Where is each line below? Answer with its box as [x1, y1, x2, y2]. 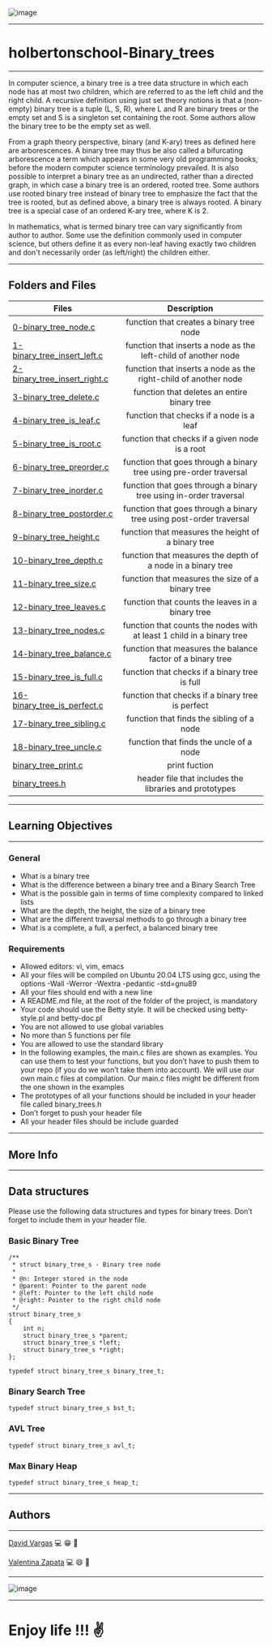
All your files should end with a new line [19, 987, 153, 997]
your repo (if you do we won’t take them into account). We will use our [19, 1065, 255, 1075]
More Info [8, 1148, 58, 1162]
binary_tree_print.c [12, 759, 83, 771]
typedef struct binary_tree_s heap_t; [8, 1478, 139, 1486]
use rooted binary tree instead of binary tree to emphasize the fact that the [8, 188, 257, 198]
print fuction [167, 759, 215, 771]
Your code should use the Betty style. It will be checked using [19, 1004, 227, 1014]
